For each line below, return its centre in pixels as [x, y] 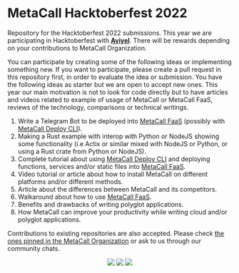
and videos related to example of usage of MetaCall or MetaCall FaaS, [110, 99]
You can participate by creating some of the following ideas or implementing [119, 61]
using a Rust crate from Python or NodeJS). [82, 151]
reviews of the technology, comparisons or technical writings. [98, 107]
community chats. [34, 248]
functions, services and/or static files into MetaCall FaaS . [102, 166]
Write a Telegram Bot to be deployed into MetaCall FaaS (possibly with [121, 121]
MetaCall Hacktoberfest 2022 [97, 13]
